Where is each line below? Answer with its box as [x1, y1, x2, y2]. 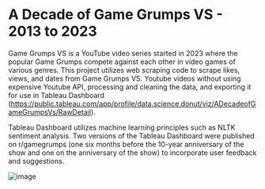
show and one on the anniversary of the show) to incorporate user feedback [8, 148, 257, 157]
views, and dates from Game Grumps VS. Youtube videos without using [8, 74, 241, 83]
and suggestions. [8, 156, 65, 165]
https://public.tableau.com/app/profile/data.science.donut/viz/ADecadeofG [10, 99, 256, 108]
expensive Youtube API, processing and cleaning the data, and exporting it [8, 81, 252, 92]
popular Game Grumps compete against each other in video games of [8, 57, 236, 66]
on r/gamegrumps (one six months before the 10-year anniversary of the [8, 139, 244, 149]
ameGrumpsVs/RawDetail [8, 107, 92, 116]
